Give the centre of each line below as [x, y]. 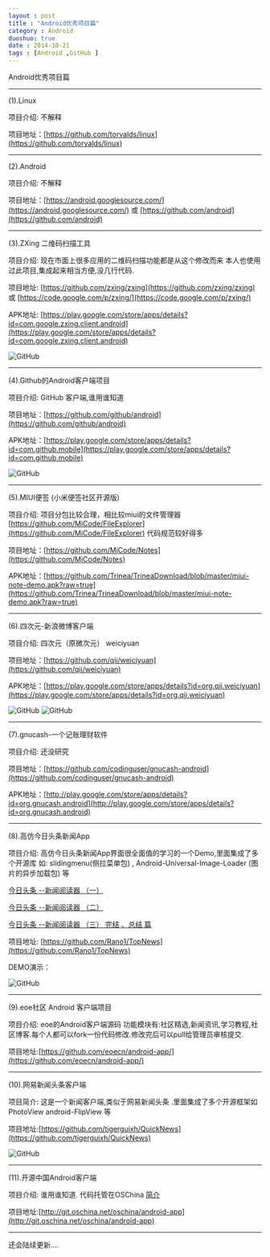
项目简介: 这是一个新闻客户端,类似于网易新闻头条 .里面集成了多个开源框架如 [133, 1101]
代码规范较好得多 [175, 533]
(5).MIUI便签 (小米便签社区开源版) [64, 497]
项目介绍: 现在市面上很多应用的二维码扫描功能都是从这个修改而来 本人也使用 [135, 260]
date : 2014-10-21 [39, 46]
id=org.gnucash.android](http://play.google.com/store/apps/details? [121, 803]
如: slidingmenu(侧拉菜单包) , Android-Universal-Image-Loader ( [145, 863]
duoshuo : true [32, 38]
